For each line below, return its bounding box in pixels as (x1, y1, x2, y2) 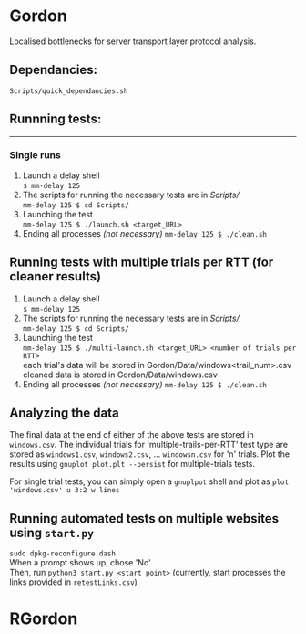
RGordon (9, 608, 78, 629)
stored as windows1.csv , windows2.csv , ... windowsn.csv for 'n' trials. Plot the (9, 449, 291, 460)
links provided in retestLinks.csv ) (9, 576, 138, 587)
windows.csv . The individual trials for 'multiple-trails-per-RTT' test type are (9, 439, 289, 450)
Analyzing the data (9, 406, 120, 421)
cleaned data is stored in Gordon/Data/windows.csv (22, 369, 219, 380)
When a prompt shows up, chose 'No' (9, 557, 152, 568)
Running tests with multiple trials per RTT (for (9, 255, 274, 270)
